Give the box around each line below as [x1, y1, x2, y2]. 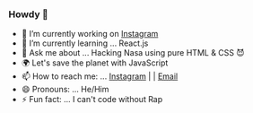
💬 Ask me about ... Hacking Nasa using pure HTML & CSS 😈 [21, 48, 245, 58]
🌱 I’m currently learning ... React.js [21, 38, 149, 48]
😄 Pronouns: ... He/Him [21, 84, 109, 95]
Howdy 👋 [8, 8, 48, 21]
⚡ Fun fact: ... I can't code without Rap [21, 94, 163, 105]
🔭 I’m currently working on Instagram [21, 29, 159, 39]
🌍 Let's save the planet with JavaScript [21, 57, 169, 68]
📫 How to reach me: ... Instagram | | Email [21, 71, 179, 82]
